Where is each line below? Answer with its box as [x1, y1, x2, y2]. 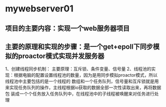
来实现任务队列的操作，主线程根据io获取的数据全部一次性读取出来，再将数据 [5, 85, 162, 91]
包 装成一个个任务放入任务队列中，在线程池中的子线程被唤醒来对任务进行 [5, 91, 155, 97]
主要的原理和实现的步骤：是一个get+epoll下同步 [5, 42, 153, 51]
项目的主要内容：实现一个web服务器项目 [5, 24, 130, 32]
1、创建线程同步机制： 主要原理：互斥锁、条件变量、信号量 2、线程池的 [5, 66, 152, 72]
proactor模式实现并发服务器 [18, 52, 104, 60]
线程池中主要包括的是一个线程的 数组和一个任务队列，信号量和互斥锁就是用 [5, 78, 159, 85]
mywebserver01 [5, 3, 74, 14]
